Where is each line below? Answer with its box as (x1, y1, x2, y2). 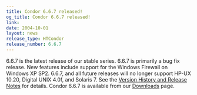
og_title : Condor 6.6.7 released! (6, 14, 91, 20)
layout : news (6, 30, 38, 36)
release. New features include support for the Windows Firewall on (6, 63, 168, 70)
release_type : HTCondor (6, 36, 65, 42)
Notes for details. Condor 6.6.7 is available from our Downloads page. (6, 82, 175, 89)
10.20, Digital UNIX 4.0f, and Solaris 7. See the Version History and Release (6, 76, 187, 83)
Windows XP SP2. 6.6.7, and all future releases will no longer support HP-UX (6, 70, 191, 77)
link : (6, 19, 19, 25)
